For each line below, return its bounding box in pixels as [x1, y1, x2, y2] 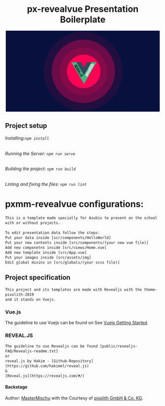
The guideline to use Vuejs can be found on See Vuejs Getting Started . [5, 320, 149, 325]
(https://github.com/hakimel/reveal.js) [5, 363, 90, 369]
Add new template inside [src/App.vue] [5, 250, 87, 255]
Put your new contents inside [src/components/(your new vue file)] [5, 240, 149, 245]
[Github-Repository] [51, 359, 94, 364]
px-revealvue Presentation [27, 3, 139, 15]
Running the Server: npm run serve [5, 150, 75, 156]
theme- [144, 287, 158, 292]
